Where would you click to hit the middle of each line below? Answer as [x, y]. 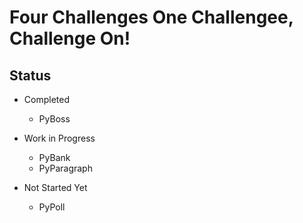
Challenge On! [70, 38]
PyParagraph [65, 168]
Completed [46, 99]
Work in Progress [59, 138]
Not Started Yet [55, 187]
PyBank [54, 157]
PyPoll [52, 207]
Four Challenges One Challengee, [151, 17]
